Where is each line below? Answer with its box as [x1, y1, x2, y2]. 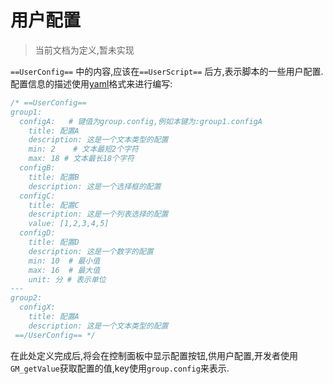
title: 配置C [28, 200, 80, 210]
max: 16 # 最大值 [28, 265, 101, 275]
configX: [19, 302, 56, 313]
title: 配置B [28, 172, 80, 182]
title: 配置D [28, 237, 80, 248]
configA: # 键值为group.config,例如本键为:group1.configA [19, 116, 263, 126]
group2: [10, 293, 43, 303]
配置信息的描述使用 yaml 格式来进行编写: [10, 77, 173, 90]
